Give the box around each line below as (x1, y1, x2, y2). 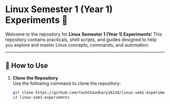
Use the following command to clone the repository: (12, 80, 121, 86)
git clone (12, 90, 34, 95)
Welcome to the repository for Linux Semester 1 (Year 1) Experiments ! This (5, 31, 162, 37)
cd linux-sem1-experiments (12, 95, 70, 100)
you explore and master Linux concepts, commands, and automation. (5, 42, 150, 48)
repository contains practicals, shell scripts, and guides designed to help (5, 37, 157, 43)
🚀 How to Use (5, 61, 48, 70)
